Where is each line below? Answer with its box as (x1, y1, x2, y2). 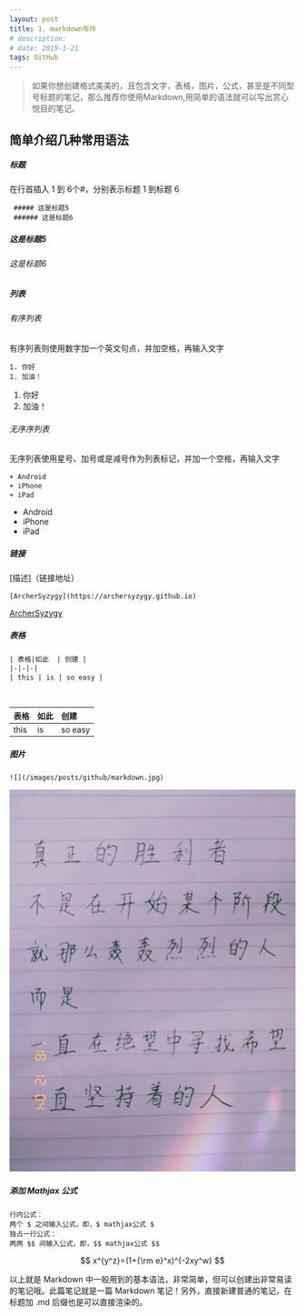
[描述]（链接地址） (9, 573, 80, 584)
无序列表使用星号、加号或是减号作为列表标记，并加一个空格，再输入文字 (9, 453, 280, 464)
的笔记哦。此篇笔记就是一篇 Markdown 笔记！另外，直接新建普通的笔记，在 (9, 1285, 292, 1296)
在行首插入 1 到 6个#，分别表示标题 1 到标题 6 (9, 184, 180, 195)
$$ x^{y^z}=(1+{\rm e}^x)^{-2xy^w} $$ (80, 1255, 225, 1266)
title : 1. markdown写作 (9, 24, 97, 34)
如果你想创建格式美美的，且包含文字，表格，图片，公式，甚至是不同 (31, 80, 287, 91)
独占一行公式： (9, 1230, 57, 1239)
